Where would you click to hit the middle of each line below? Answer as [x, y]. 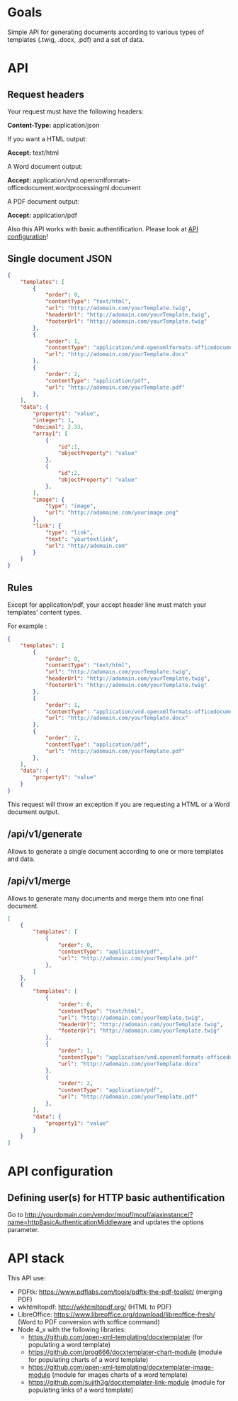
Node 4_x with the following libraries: [72, 1330]
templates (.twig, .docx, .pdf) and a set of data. [76, 39]
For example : [27, 626]
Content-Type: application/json [53, 125]
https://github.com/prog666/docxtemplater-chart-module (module [125, 1352]
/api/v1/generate [45, 834]
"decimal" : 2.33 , [58, 427]
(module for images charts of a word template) [120, 1375]
